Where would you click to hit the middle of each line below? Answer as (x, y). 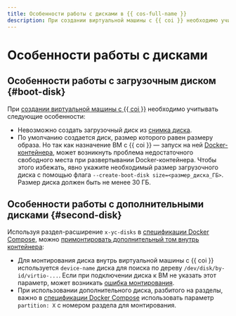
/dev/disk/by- (204, 269)
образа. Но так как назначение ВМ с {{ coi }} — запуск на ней (110, 145)
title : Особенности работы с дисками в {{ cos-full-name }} (97, 14)
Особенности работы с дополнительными (106, 204)
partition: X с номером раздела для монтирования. (97, 305)
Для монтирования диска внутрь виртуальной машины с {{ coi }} (116, 261)
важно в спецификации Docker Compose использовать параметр (116, 298)
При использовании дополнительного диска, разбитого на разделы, (120, 290)
